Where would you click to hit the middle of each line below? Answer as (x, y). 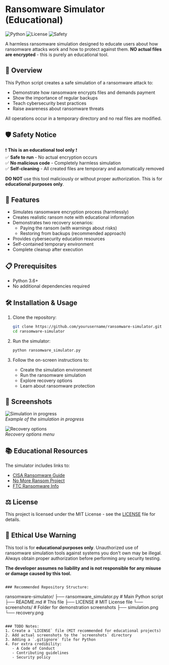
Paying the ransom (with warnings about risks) (68, 228)
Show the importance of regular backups (55, 98)
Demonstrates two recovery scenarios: (53, 223)
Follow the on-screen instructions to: (51, 360)
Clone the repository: (35, 317)
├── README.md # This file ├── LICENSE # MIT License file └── (74, 602)
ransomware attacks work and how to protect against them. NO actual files (83, 49)
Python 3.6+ (25, 281)
